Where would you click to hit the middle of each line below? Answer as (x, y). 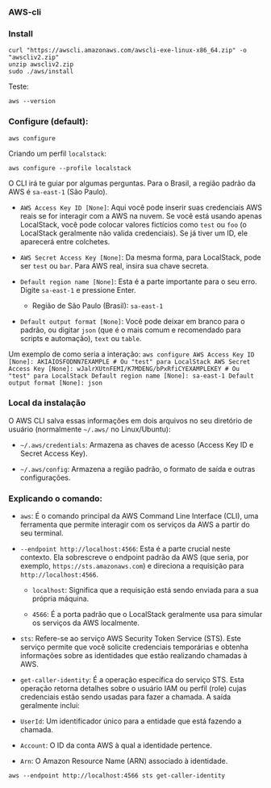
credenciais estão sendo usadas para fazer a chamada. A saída (125, 697)
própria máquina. (60, 598)
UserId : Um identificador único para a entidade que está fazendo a (131, 721)
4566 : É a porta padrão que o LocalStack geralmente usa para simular (147, 615)
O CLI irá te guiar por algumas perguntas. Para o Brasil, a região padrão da (132, 183)
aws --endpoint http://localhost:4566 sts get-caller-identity (117, 776)
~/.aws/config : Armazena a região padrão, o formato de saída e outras (138, 469)
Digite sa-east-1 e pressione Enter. (78, 290)
